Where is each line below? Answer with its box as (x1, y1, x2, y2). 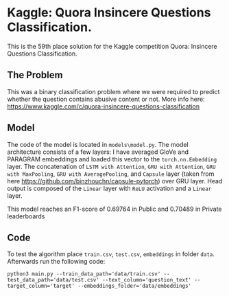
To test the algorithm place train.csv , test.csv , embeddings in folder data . (7, 250, 215, 258)
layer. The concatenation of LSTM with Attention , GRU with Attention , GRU (7, 162, 216, 170)
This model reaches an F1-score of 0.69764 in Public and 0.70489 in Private (7, 205, 222, 213)
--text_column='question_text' (101, 277, 192, 284)
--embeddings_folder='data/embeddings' (77, 283, 192, 290)
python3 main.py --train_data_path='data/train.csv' (7, 271, 161, 277)
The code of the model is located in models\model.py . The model (7, 140, 189, 148)
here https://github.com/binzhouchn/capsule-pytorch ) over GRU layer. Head (7, 177, 223, 185)
